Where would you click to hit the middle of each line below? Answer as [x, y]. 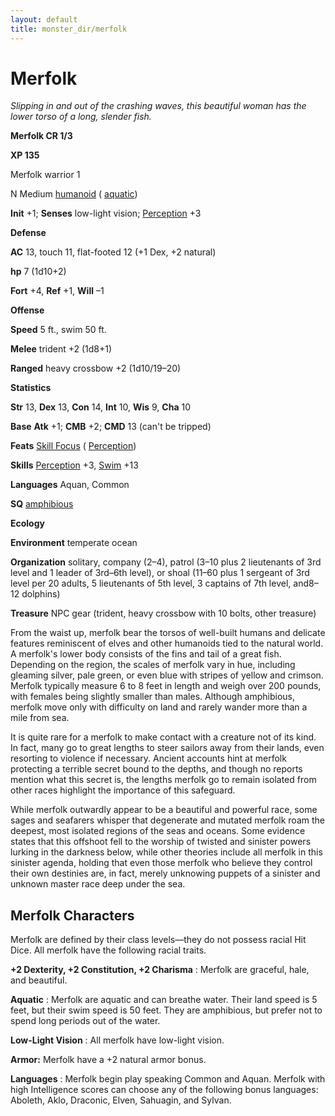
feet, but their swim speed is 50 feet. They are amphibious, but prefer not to [166, 1010]
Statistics [31, 388]
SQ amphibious [42, 504]
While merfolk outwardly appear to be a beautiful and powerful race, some [164, 810]
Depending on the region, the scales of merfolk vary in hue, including [153, 665]
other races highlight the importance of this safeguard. [123, 790]
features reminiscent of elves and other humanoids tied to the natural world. [167, 643]
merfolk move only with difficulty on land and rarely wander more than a [159, 707]
